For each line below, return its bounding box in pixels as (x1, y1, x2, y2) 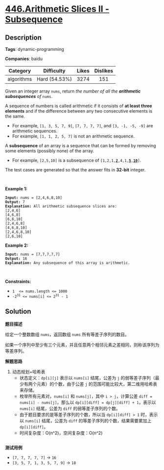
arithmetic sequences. (12, 128, 58, 134)
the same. (5, 114, 25, 119)
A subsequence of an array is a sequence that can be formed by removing (5, 143, 156, 148)
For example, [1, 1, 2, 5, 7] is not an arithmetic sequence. (12, 133, 135, 139)
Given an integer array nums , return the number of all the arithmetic (5, 88, 141, 94)
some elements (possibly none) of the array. (5, 148, 94, 154)
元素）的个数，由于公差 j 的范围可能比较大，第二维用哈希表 (36, 381, 158, 387)
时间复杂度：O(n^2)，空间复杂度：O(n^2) (19, 430, 103, 436)
